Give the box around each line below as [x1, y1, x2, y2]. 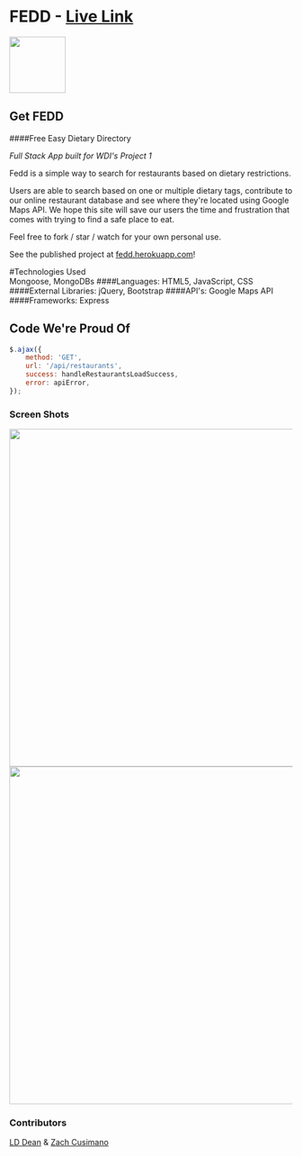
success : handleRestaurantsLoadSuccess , [25, 370, 179, 379]
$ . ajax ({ [9, 345, 42, 354]
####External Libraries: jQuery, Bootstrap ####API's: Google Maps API [9, 285, 274, 296]
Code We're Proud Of [9, 321, 130, 337]
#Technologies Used [9, 266, 86, 276]
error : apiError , [25, 378, 91, 388]
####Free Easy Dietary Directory [9, 132, 132, 143]
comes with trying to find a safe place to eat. [9, 213, 175, 224]
